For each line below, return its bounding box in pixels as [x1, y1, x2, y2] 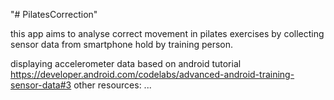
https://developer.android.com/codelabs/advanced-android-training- [10, 69, 295, 80]
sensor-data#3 [10, 79, 72, 91]
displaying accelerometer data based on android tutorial [10, 58, 242, 69]
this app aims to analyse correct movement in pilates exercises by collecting [10, 28, 325, 39]
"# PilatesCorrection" [10, 9, 98, 20]
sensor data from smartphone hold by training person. [10, 39, 234, 50]
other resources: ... [73, 79, 152, 91]
